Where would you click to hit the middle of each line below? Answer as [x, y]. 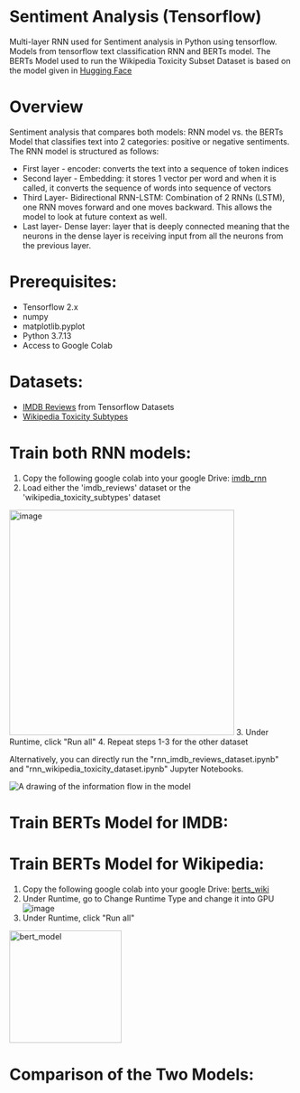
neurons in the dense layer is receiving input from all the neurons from [153, 236]
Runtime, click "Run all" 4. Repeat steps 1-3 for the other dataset [129, 742]
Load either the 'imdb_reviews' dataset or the [106, 487]
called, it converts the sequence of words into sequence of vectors [147, 188]
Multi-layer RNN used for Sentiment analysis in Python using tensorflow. [143, 42]
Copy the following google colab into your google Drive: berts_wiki [146, 889]
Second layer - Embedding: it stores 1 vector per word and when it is [149, 178]
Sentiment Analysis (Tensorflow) [136, 17]
